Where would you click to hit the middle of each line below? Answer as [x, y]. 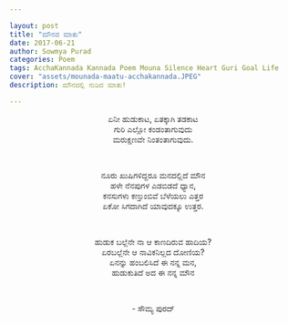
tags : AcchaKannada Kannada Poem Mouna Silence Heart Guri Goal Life [144, 68]
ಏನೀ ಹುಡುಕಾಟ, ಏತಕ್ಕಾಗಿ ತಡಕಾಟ [153, 118]
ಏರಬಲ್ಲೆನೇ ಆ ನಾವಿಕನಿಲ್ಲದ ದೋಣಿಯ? [153, 252]
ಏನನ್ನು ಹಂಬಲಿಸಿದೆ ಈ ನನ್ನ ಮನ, [153, 262]
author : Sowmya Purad [51, 51]
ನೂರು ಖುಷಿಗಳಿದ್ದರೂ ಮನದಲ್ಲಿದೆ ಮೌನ [153, 175]
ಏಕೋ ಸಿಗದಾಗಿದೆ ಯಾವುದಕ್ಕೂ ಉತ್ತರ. [153, 206]
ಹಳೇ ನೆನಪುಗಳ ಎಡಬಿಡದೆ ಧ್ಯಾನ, [153, 185]
